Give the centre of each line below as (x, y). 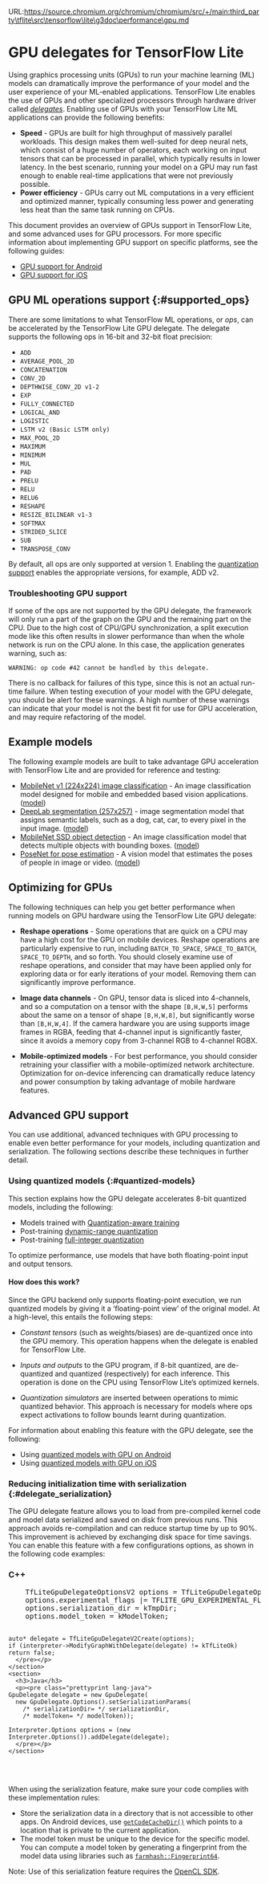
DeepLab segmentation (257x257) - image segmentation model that (132, 811)
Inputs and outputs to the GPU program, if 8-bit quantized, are (122, 1365)
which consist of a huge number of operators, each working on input (133, 150)
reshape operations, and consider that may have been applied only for (136, 965)
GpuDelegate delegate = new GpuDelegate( (78, 1695)
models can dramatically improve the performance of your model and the (129, 83)
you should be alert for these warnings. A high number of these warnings (129, 700)
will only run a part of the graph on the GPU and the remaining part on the (130, 619)
